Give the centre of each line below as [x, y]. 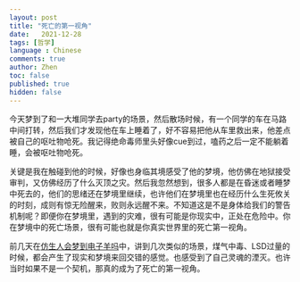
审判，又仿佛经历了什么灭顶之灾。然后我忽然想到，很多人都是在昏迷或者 [142, 182]
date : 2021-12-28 [46, 34]
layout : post [33, 17]
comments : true [37, 59]
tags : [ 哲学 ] [32, 42]
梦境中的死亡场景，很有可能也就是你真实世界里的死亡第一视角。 [134, 227]
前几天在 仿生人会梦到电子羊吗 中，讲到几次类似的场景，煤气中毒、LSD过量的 [150, 245]
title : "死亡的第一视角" [50, 26]
